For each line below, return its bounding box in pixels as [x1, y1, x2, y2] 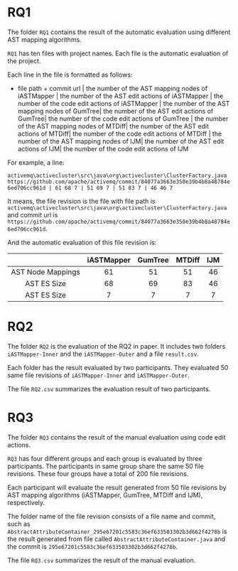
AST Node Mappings [11, 267, 80, 277]
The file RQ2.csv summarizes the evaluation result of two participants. [7, 384, 211, 393]
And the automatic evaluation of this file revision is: [7, 238, 157, 246]
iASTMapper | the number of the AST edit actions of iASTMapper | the [17, 92, 224, 100]
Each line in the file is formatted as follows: [7, 70, 133, 79]
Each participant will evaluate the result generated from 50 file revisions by [7, 483, 227, 491]
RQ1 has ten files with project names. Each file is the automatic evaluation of [7, 49, 229, 58]
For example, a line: [7, 158, 65, 167]
